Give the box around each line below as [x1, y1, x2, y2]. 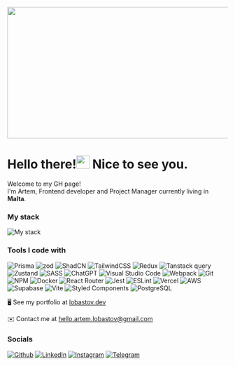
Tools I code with [7, 245, 66, 255]
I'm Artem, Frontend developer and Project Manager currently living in [7, 187, 209, 195]
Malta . [7, 194, 27, 203]
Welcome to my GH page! [7, 179, 82, 188]
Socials [7, 334, 33, 344]
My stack [7, 212, 40, 222]
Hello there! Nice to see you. [7, 156, 188, 172]
